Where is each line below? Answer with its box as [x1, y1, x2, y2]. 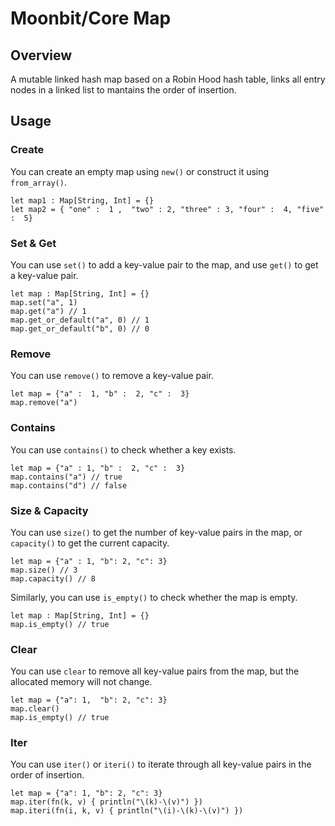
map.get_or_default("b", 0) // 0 [10, 323, 150, 334]
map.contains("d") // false [10, 480, 128, 491]
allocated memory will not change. [10, 676, 153, 688]
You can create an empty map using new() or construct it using [10, 165, 270, 177]
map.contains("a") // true [10, 472, 123, 482]
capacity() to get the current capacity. [10, 537, 170, 549]
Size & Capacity [10, 503, 89, 517]
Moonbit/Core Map [10, 7, 172, 30]
